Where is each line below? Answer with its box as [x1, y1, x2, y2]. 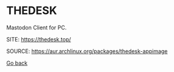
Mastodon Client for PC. [6, 24, 67, 31]
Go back [6, 59, 28, 67]
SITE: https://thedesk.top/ [6, 35, 71, 43]
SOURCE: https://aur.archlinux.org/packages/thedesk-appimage [6, 47, 168, 55]
